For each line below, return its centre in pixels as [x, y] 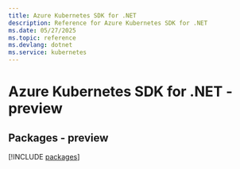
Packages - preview [58, 138]
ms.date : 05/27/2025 [43, 30]
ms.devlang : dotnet [41, 45]
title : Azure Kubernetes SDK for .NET [72, 15]
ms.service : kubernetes [48, 52]
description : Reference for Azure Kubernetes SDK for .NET [108, 23]
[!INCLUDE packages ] [44, 157]
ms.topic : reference [43, 38]
